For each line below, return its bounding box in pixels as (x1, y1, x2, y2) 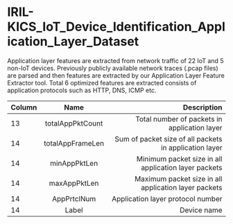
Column (10, 102, 37, 112)
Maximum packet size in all (134, 174, 223, 184)
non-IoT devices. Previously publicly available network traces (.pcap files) (7, 64, 218, 72)
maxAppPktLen (49, 178, 99, 188)
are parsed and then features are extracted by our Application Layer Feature (7, 71, 225, 80)
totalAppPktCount (44, 119, 103, 128)
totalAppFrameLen (44, 138, 105, 148)
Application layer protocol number (112, 193, 223, 203)
